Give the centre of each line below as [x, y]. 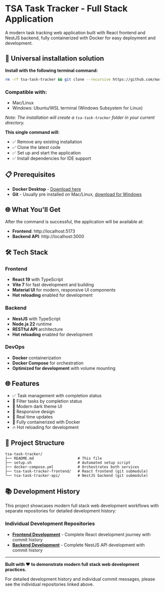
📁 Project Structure [35, 443]
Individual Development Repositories [50, 524]
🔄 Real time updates [32, 416]
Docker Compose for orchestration [48, 363]
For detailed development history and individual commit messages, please [80, 579]
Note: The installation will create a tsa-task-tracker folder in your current [80, 117]
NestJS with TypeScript [36, 319]
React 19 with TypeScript [38, 280]
